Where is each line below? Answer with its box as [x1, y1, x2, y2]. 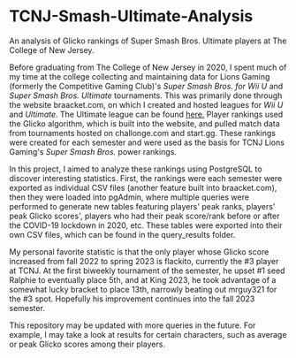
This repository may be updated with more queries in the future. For [9, 320, 256, 331]
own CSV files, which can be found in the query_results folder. [9, 229, 236, 240]
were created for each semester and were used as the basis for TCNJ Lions [9, 137, 285, 148]
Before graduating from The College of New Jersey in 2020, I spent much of [9, 62, 287, 72]
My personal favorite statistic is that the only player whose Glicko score [9, 246, 269, 257]
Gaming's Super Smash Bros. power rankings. [9, 146, 177, 156]
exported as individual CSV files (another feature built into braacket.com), [9, 182, 277, 193]
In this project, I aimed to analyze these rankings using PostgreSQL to [9, 164, 262, 174]
